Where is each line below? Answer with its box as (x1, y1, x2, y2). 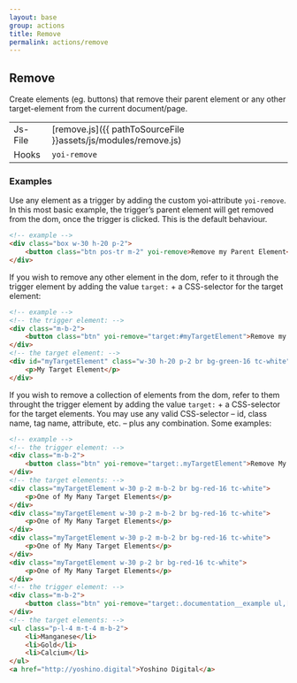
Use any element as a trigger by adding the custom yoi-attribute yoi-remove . (9, 196, 287, 206)
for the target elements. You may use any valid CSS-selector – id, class (9, 408, 268, 418)
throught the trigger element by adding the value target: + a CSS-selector (9, 399, 281, 410)
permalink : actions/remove (9, 37, 109, 47)
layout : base (9, 12, 57, 22)
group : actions (9, 21, 65, 30)
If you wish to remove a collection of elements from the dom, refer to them (9, 389, 280, 400)
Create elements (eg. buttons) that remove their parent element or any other (9, 94, 286, 104)
